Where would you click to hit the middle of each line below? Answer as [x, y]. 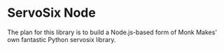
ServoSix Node [51, 13]
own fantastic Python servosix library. [62, 39]
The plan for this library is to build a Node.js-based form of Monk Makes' [112, 32]
